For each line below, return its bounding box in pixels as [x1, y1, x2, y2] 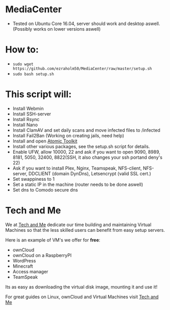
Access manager [12, 268, 48, 274]
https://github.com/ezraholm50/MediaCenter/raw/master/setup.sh [12, 66, 152, 71]
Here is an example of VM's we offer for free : [5, 236, 101, 243]
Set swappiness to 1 [12, 176, 55, 182]
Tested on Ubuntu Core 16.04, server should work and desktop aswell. [12, 20, 160, 27]
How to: [5, 44, 39, 56]
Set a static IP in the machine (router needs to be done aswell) [12, 181, 144, 187]
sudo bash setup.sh [12, 71, 54, 77]
